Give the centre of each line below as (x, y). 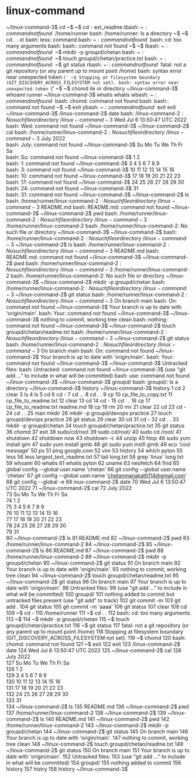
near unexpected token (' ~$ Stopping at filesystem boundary (83, 77)
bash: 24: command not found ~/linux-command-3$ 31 (72, 188)
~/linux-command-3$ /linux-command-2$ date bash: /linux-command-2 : (95, 113)
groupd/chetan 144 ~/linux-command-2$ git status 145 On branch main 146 (97, 731)
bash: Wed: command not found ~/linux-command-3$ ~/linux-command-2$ (98, 126)
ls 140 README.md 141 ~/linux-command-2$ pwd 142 (105, 719)
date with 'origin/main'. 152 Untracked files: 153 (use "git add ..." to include (96, 756)
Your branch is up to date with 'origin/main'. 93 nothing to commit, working (96, 569)
